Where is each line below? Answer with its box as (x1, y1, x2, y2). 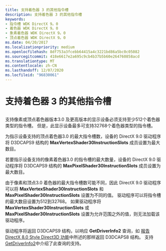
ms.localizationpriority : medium (5, 45, 75, 50)
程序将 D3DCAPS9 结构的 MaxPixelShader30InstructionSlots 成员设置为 (9, 163, 161, 169)
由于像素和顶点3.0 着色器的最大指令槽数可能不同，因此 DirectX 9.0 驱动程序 (5, 180, 161, 186)
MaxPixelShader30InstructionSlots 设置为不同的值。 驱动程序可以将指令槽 (5, 192, 161, 198)
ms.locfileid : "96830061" (5, 73, 59, 78)
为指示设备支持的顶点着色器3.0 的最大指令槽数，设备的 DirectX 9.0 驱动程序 (5, 133, 161, 139)
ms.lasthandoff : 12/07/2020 (5, 68, 64, 73)
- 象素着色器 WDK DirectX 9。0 (5, 31, 66, 36)
